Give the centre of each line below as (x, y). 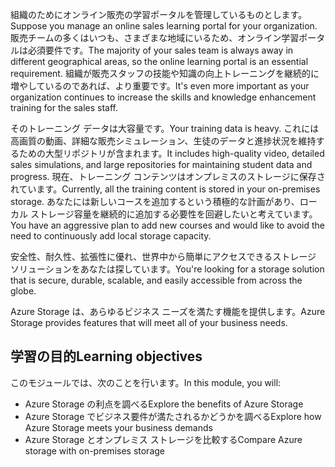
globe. (23, 291)
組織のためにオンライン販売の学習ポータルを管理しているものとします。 (159, 14)
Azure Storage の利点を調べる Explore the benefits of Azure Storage (164, 404)
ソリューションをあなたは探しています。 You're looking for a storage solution (167, 269)
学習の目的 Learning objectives (106, 356)
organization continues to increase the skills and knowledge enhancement (163, 97)
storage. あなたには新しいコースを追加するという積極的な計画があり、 (155, 201)
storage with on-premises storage (95, 450)
